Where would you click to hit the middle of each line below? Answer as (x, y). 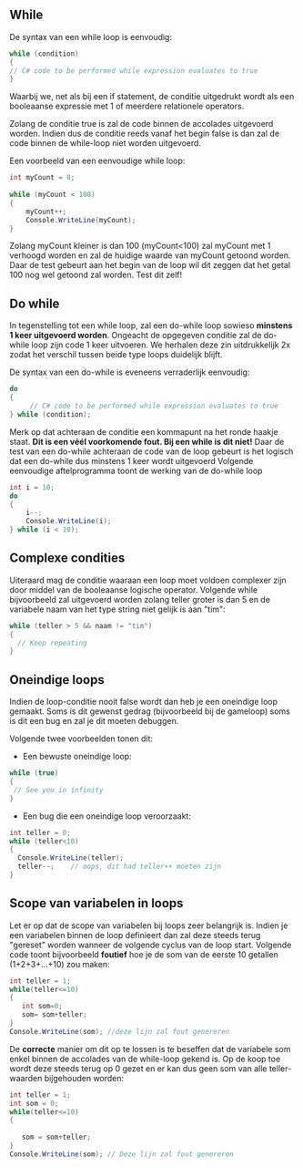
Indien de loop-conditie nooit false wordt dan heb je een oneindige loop (144, 702)
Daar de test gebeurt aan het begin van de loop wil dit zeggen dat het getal (150, 265)
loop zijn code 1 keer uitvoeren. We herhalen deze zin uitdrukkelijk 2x (161, 345)
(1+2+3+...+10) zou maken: (60, 964)
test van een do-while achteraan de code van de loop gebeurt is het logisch (151, 451)
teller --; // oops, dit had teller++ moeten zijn (120, 867)
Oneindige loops (57, 680)
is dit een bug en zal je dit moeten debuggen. (94, 721)
